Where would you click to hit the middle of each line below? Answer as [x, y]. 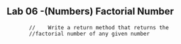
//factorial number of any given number [89, 34]
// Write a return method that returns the [99, 27]
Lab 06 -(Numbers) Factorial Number [90, 12]
